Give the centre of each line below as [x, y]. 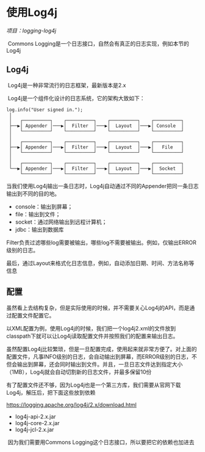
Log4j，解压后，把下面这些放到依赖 [51, 392]
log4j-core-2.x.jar [37, 423]
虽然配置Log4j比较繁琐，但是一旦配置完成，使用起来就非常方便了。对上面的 [102, 349]
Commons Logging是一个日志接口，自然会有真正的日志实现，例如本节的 [98, 43]
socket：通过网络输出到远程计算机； [61, 222]
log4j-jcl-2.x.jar [34, 429]
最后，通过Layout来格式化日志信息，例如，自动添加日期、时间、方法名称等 [100, 263]
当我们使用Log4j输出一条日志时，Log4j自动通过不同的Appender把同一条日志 [103, 186]
